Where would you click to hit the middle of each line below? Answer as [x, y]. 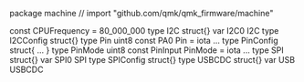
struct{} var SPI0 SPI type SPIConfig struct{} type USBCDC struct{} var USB [152, 60]
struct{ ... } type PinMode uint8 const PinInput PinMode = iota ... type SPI [147, 50]
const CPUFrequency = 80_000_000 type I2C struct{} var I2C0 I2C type [144, 31]
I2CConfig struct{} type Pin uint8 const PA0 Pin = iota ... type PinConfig [144, 41]
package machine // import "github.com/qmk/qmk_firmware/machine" [142, 13]
